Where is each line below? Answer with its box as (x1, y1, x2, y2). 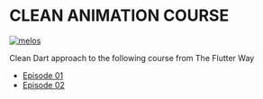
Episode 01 (22, 69, 64, 81)
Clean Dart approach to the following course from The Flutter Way (9, 52, 255, 63)
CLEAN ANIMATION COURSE (9, 5, 230, 26)
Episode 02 (22, 79, 66, 90)
